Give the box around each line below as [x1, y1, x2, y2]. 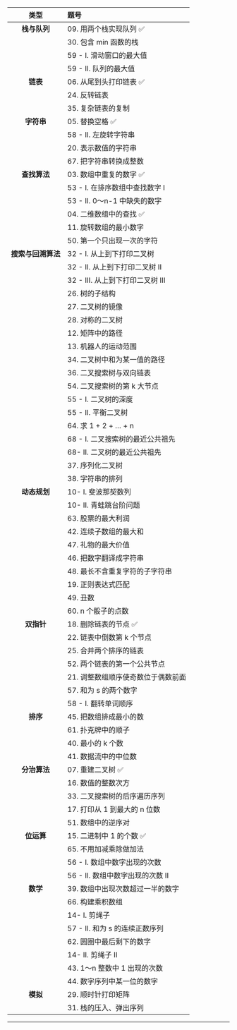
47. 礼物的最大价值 [67, 540, 130, 550]
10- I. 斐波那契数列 [67, 487, 132, 497]
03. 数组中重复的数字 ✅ [67, 169, 145, 179]
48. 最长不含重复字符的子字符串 [67, 566, 173, 576]
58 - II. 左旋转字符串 [67, 130, 135, 140]
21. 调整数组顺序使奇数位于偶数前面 [67, 672, 187, 681]
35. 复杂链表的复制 [67, 104, 130, 113]
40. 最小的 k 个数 [67, 739, 123, 748]
